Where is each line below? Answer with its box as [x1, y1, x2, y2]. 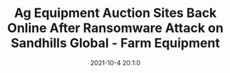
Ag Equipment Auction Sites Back [14, 5, 217, 21]
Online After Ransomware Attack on [7, 20, 224, 36]
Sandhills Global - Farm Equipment [11, 35, 220, 51]
